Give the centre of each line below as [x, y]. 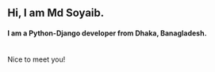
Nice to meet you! [36, 59]
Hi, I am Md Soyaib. [56, 13]
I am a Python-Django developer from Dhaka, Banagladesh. [107, 33]
